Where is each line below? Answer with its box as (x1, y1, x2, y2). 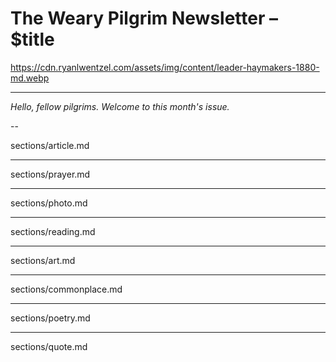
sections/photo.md (10, 197, 88, 209)
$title (10, 28, 55, 51)
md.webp (10, 72, 50, 84)
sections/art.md (10, 254, 76, 266)
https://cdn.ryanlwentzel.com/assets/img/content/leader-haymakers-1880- (10, 61, 320, 73)
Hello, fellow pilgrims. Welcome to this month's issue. (10, 100, 230, 112)
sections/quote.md (10, 340, 88, 352)
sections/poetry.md (10, 312, 91, 324)
